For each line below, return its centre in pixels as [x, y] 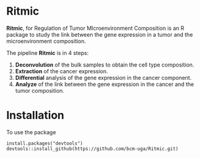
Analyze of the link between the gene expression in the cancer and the [104, 84]
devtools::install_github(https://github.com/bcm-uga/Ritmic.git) [92, 149]
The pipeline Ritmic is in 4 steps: [48, 52]
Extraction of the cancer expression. [62, 71]
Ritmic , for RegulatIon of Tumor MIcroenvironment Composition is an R [95, 28]
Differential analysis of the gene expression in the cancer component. [103, 77]
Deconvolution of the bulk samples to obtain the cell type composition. [105, 65]
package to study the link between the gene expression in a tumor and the [100, 34]
